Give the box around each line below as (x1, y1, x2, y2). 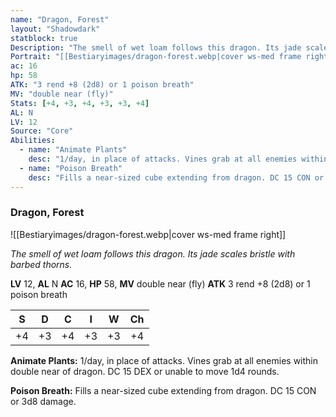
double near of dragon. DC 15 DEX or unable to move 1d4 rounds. (10, 365, 280, 377)
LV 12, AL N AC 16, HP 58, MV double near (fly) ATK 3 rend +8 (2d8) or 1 (10, 277, 311, 290)
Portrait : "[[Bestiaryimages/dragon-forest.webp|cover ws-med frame (10, 52, 302, 62)
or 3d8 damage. (10, 395, 77, 407)
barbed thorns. (10, 258, 73, 270)
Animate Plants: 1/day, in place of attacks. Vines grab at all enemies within (10, 354, 319, 366)
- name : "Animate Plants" (19, 145, 128, 155)
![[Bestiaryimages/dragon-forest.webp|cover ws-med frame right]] (10, 228, 287, 240)
